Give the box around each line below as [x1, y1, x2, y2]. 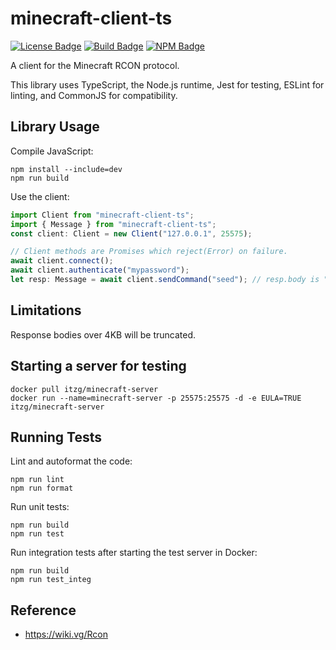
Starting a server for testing [10, 358, 187, 375]
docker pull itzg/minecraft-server [10, 384, 159, 394]
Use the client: [10, 190, 70, 202]
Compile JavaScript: [10, 145, 94, 157]
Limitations [10, 302, 82, 319]
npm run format [10, 483, 74, 494]
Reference [10, 602, 77, 619]
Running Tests [10, 428, 102, 446]
